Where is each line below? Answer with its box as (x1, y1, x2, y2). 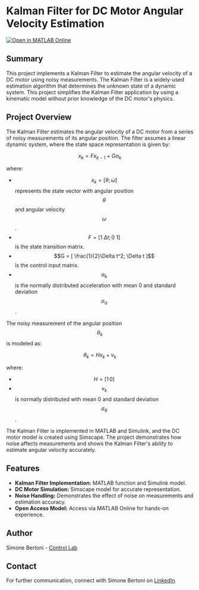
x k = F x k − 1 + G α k (78, 152, 122, 161)
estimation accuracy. (14, 498, 67, 505)
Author (6, 528, 33, 538)
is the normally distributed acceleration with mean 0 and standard (14, 282, 176, 289)
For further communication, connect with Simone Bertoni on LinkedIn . (6, 577, 177, 584)
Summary (6, 54, 43, 64)
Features (6, 463, 40, 474)
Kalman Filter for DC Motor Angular (6, 4, 184, 18)
